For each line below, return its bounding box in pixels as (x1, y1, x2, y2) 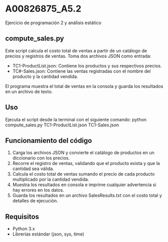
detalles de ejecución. (12, 198, 59, 204)
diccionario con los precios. (12, 155, 70, 161)
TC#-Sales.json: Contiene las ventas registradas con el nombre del (12, 68, 151, 74)
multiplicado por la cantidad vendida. (12, 177, 89, 183)
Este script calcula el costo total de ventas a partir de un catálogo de (5, 47, 147, 53)
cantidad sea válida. (12, 166, 54, 172)
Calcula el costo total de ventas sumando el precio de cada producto (12, 171, 155, 177)
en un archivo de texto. (5, 89, 53, 95)
